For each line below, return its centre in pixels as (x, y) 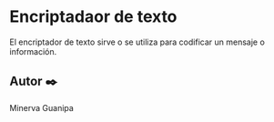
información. (33, 51)
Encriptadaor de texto (93, 17)
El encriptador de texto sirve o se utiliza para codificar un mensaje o (137, 42)
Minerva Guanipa (42, 107)
